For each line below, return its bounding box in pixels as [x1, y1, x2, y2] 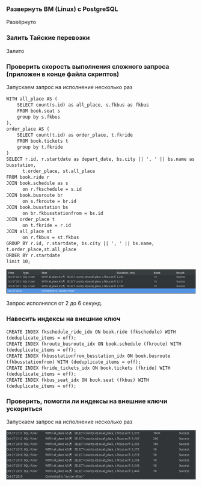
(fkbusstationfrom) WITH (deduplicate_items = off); [6, 359, 141, 366]
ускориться [6, 405, 43, 413]
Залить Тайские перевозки [6, 34, 90, 42]
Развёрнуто [6, 19, 37, 26]
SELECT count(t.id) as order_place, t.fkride [17, 132, 133, 138]
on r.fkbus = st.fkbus [22, 234, 79, 240]
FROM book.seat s [17, 108, 61, 114]
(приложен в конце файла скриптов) [6, 70, 119, 78]
